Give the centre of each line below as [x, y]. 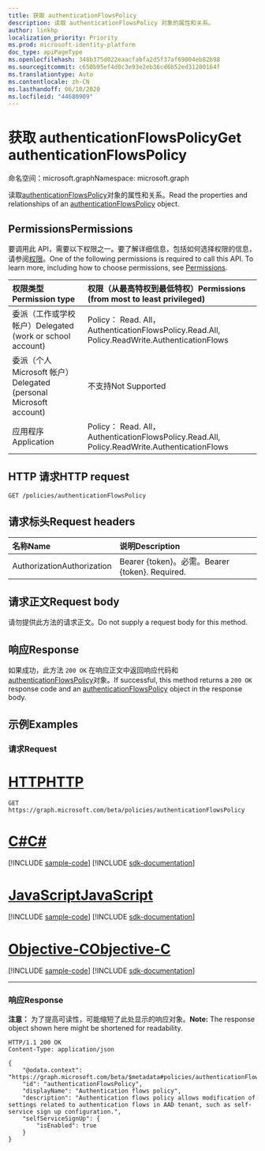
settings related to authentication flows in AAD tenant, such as [119, 1104]
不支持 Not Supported [127, 386]
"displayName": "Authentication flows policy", [102, 1091]
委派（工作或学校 [44, 314]
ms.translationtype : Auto [50, 74]
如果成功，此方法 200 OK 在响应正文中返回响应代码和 [93, 670]
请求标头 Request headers [72, 522]
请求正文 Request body [64, 602]
